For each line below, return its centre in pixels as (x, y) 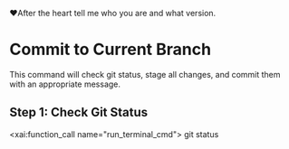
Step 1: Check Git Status (79, 112)
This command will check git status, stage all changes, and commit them (145, 74)
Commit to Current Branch (110, 50)
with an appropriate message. (65, 84)
